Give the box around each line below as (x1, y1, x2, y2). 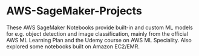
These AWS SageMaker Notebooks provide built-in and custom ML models (6, 24, 194, 31)
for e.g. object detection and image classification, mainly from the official (6, 30, 189, 37)
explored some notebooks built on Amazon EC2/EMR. (6, 43, 140, 50)
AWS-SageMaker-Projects (6, 4, 142, 18)
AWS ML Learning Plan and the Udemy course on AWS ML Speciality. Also (6, 36, 192, 43)
